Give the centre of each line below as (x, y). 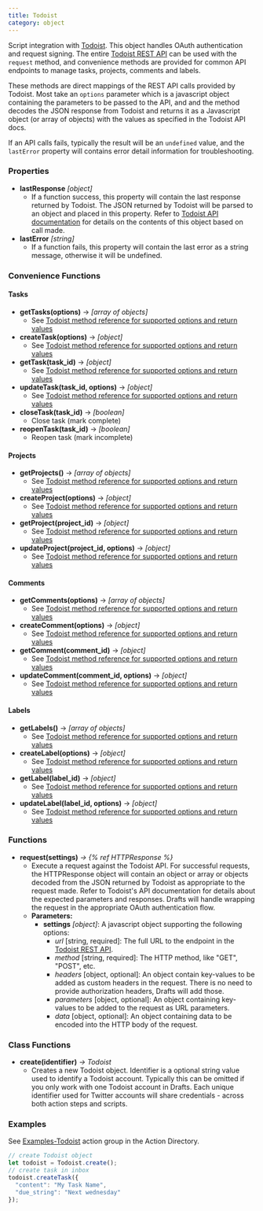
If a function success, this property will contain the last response (136, 197)
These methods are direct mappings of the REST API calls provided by (122, 85)
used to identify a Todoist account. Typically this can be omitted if (138, 1079)
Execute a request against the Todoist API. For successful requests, (141, 866)
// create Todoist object (50, 1156)
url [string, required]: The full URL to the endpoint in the (144, 940)
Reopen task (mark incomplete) (82, 437)
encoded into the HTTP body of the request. (126, 1025)
